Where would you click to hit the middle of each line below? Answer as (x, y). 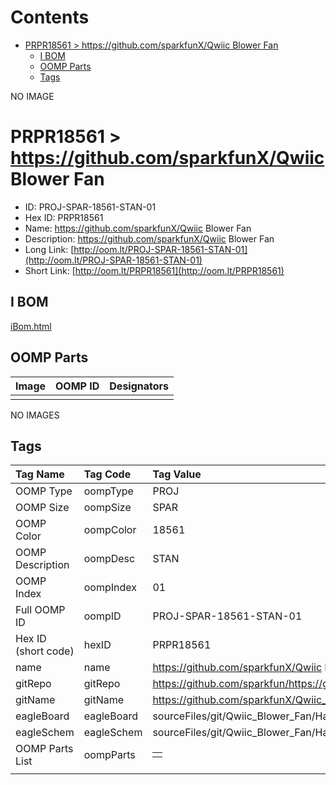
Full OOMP (40, 610)
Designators (139, 386)
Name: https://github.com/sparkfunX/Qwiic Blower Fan (138, 228)
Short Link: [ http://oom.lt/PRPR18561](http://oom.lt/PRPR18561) (154, 270)
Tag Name (40, 474)
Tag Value (177, 474)
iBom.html (31, 326)
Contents (50, 17)
